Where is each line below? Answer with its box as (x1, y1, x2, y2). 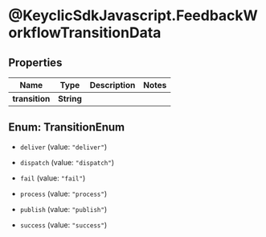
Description (89, 80, 136, 90)
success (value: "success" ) (19, 220, 107, 230)
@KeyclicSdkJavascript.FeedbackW (8, 6, 259, 25)
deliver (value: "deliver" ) (19, 142, 107, 152)
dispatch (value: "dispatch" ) (19, 157, 115, 167)
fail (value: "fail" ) (19, 173, 86, 183)
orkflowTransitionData (8, 23, 162, 42)
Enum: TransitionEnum (8, 120, 125, 135)
